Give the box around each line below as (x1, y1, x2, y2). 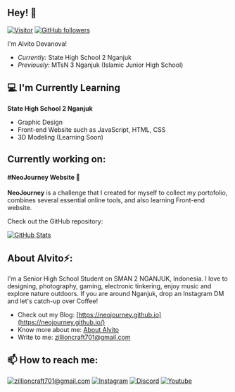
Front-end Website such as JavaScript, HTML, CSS (17, 125, 166, 134)
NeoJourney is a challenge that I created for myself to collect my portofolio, (7, 188, 228, 197)
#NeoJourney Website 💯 (7, 173, 80, 181)
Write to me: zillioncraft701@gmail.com (17, 333, 131, 342)
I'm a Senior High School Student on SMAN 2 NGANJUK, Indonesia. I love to (7, 274, 229, 283)
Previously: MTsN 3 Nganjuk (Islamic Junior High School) (17, 61, 184, 69)
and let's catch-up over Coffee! (7, 297, 99, 305)
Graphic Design (17, 118, 63, 126)
